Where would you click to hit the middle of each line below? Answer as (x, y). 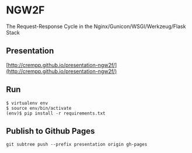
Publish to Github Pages (50, 131)
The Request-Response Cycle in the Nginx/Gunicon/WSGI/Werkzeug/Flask (96, 26)
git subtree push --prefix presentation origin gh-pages (77, 145)
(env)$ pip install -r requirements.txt (56, 113)
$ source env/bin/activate (39, 108)
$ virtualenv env (27, 103)
